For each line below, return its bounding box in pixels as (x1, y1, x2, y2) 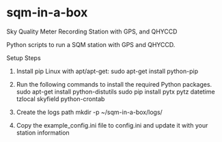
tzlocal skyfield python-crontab (16, 94, 105, 103)
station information (16, 128, 70, 137)
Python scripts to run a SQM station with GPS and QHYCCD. (6, 40, 176, 48)
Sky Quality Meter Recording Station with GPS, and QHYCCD (6, 27, 178, 35)
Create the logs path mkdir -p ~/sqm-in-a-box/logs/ (16, 108, 163, 116)
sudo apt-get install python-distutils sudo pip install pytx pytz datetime (16, 87, 216, 96)
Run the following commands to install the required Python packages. (16, 80, 212, 88)
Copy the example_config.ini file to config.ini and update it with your (16, 121, 208, 129)
